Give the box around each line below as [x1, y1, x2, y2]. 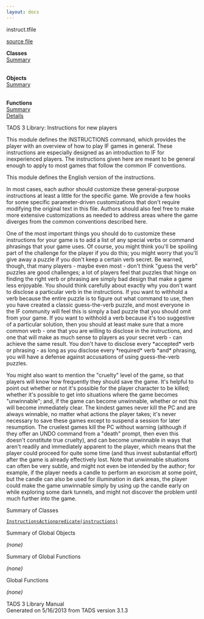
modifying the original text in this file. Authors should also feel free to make [6, 205, 195, 212]
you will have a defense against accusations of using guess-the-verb [6, 353, 180, 361]
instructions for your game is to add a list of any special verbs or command [6, 236, 195, 243]
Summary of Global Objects [6, 529, 76, 537]
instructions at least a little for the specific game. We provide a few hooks [6, 192, 191, 199]
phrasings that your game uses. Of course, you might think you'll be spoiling [6, 243, 198, 250]
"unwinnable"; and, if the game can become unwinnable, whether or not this [6, 397, 198, 405]
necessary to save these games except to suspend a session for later [6, 417, 181, 424]
